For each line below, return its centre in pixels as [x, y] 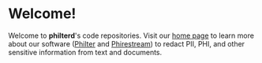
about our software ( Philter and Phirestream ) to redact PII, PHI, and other [127, 43]
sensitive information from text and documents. [85, 52]
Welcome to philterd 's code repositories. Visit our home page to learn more [131, 35]
